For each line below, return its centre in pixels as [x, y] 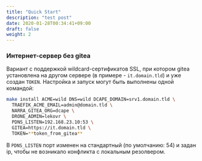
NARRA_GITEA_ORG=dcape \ [43, 111]
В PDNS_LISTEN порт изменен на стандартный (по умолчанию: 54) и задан [101, 145]
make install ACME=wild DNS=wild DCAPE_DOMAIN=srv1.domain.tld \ [91, 100]
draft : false [23, 29]
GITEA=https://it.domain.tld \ [51, 128]
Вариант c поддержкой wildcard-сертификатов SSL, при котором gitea [98, 69]
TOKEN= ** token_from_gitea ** [47, 133]
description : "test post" [39, 18]
